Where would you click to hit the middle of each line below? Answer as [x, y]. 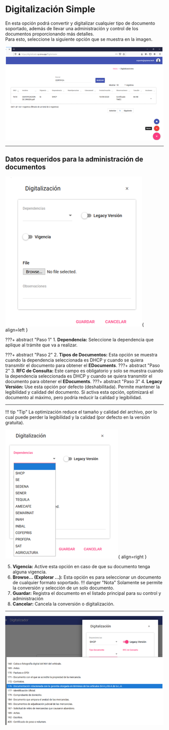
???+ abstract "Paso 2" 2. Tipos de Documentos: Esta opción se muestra [81, 354]
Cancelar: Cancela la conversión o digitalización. [63, 604]
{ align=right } [132, 557]
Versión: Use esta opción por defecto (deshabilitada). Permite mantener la [82, 387]
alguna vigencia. [29, 572]
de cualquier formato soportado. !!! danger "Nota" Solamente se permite [87, 582]
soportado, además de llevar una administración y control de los [72, 28]
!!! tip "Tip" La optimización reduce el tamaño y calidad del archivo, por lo [81, 412]
